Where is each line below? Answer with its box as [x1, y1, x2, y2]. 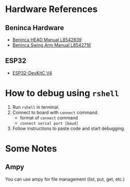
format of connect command [19, 114, 78, 121]
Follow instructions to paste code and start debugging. [12, 125, 125, 131]
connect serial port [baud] [19, 121, 78, 126]
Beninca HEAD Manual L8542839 [12, 37, 82, 43]
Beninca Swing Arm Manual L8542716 [12, 42, 91, 48]
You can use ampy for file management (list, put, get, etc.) [5, 176, 125, 182]
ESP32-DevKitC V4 [12, 70, 52, 76]
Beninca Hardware [5, 24, 64, 32]
